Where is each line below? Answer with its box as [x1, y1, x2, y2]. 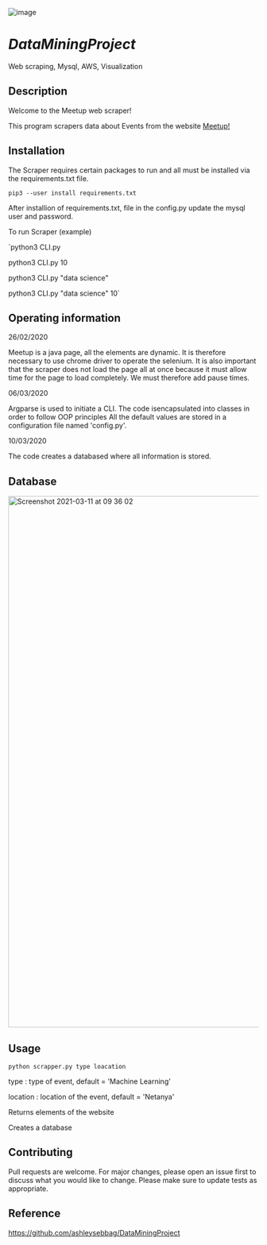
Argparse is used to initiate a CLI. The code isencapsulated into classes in [8, 404, 250, 413]
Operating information [8, 311, 122, 325]
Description [8, 84, 68, 99]
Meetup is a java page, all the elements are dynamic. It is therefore [8, 348, 226, 358]
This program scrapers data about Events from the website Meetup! [8, 121, 230, 130]
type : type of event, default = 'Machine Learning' [8, 1077, 171, 1086]
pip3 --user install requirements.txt [8, 189, 137, 197]
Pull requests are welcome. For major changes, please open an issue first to [8, 1166, 257, 1176]
